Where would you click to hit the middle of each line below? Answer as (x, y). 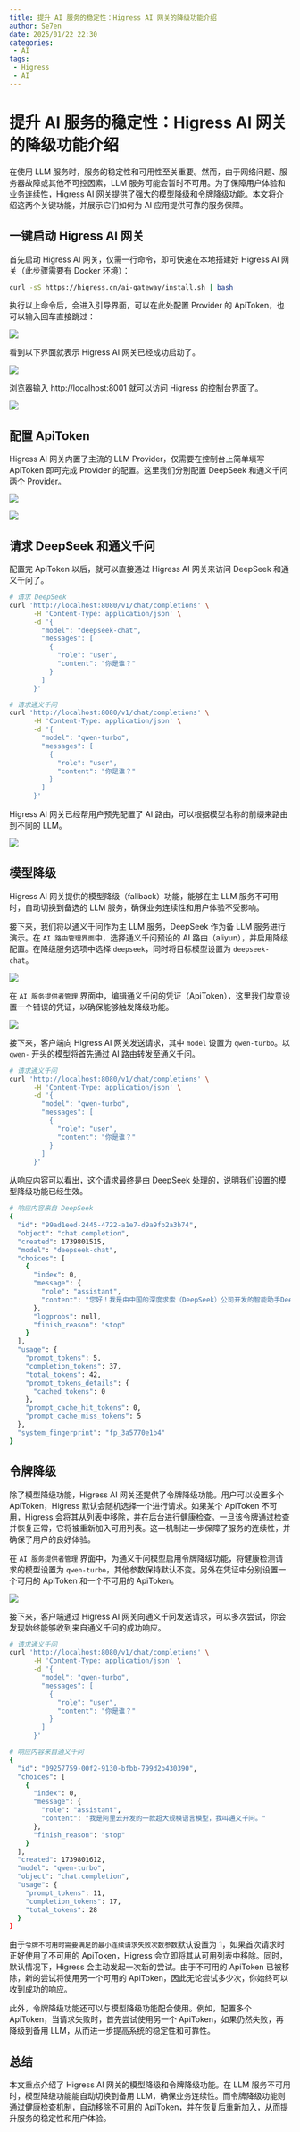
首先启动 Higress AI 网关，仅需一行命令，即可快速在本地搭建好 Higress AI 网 (150, 259)
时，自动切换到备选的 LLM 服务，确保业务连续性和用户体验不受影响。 (137, 907)
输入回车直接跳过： (60, 316)
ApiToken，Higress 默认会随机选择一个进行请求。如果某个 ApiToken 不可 (143, 1505)
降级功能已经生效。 (52, 1192)
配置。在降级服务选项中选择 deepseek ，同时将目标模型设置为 (121, 948)
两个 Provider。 (38, 481)
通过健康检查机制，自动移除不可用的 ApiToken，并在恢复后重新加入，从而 (145, 2107)
